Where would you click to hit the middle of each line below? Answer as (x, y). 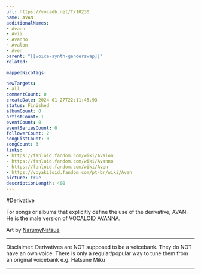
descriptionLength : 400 (36, 184)
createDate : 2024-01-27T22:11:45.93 (52, 100)
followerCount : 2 (28, 133)
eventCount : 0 (24, 122)
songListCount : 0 (28, 139)
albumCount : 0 (24, 111)
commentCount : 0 (26, 94)
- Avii (14, 34)
